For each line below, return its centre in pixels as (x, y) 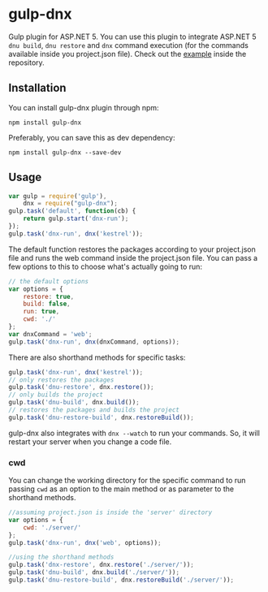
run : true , (41, 312)
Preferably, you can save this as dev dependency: (92, 137)
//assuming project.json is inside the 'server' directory (110, 512)
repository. (26, 63)
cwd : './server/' (52, 527)
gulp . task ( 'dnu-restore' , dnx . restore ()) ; (81, 387)
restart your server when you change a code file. (90, 441)
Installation (37, 88)
